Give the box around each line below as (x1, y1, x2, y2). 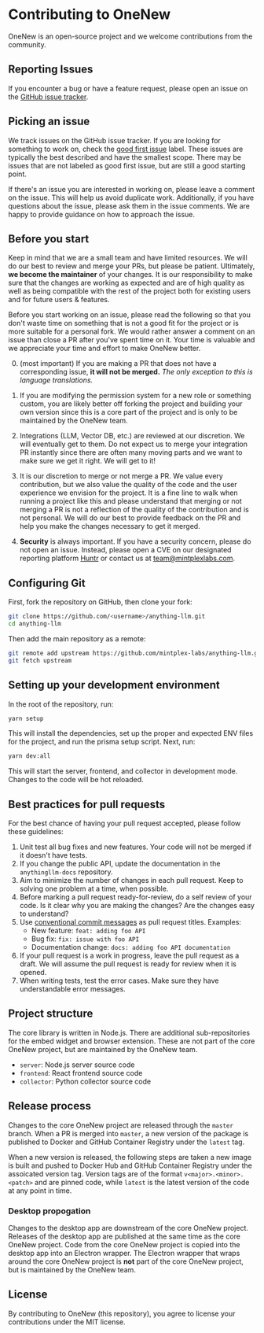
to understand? (19, 909, 69, 918)
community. (8, 39, 46, 49)
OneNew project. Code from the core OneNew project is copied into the (8, 1239, 240, 1249)
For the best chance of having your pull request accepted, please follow (8, 818, 241, 828)
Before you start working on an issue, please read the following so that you (8, 310, 251, 319)
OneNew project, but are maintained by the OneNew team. (8, 1044, 198, 1054)
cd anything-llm (8, 620, 61, 628)
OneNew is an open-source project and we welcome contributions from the (8, 31, 253, 41)
